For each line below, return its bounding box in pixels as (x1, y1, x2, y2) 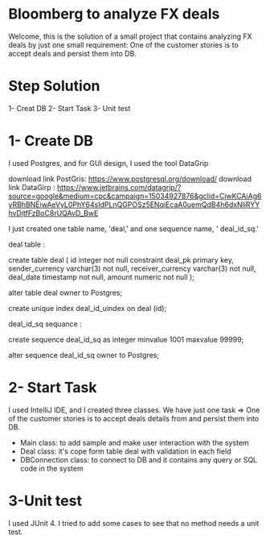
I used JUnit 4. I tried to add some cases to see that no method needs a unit (8, 518, 260, 528)
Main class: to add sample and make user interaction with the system (19, 437, 249, 447)
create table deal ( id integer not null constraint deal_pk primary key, (8, 255, 235, 264)
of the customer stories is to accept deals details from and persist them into (8, 413, 260, 423)
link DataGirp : (8, 182, 56, 192)
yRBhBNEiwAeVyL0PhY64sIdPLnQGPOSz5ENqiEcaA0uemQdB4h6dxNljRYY (8, 199, 260, 209)
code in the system (19, 463, 84, 473)
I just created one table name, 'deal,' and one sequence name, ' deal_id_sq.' (8, 223, 259, 234)
